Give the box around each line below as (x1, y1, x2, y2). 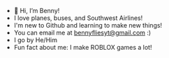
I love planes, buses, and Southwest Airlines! (13, 14, 143, 22)
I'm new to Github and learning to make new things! (13, 21, 163, 29)
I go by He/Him (13, 36, 58, 44)
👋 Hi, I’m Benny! (13, 7, 60, 14)
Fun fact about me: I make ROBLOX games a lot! (13, 43, 152, 51)
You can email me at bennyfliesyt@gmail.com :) (13, 28, 152, 37)
